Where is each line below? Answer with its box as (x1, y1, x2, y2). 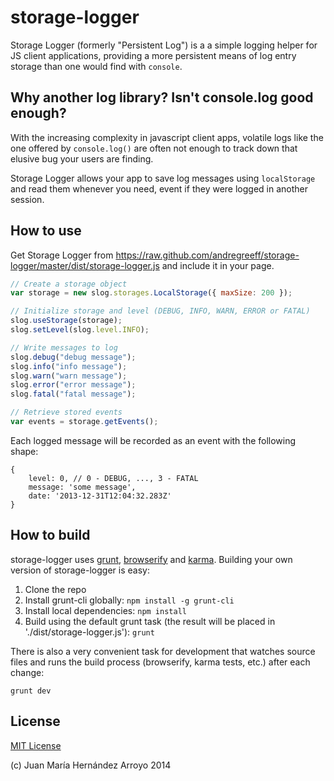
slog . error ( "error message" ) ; (10, 380, 137, 390)
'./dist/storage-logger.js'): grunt (24, 626, 155, 638)
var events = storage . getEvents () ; (10, 417, 159, 427)
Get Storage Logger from (10, 249, 114, 261)
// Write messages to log (10, 342, 118, 353)
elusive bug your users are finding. (10, 152, 154, 165)
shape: (10, 445, 39, 457)
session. (10, 193, 45, 205)
